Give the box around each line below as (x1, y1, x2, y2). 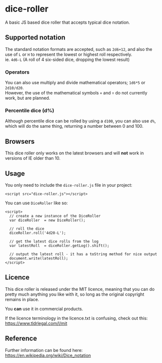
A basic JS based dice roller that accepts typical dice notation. (5, 19, 130, 25)
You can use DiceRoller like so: (5, 200, 68, 206)
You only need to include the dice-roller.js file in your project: (5, 182, 132, 188)
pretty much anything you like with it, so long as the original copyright (5, 291, 145, 297)
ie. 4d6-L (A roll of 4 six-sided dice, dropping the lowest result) (5, 57, 130, 62)
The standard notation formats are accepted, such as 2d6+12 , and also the (5, 46, 153, 52)
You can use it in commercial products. (5, 306, 83, 312)
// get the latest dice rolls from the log (9, 239, 98, 244)
